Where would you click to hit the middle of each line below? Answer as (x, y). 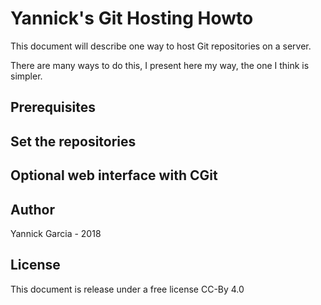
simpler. (26, 76)
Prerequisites (53, 107)
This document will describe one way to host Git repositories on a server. (161, 46)
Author (32, 209)
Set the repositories (73, 141)
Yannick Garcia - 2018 (56, 233)
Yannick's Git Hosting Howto (132, 18)
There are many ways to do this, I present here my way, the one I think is (160, 65)
